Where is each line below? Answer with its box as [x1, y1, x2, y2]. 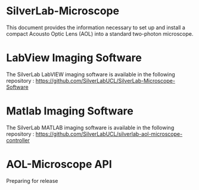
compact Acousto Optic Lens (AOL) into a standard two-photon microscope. [6, 30, 194, 37]
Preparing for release [6, 177, 58, 184]
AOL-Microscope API [6, 158, 112, 171]
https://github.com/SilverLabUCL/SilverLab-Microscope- [35, 77, 176, 84]
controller [6, 136, 30, 144]
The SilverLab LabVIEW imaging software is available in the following [6, 70, 176, 78]
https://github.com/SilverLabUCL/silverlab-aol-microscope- [35, 130, 183, 138]
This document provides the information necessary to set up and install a [6, 24, 186, 31]
